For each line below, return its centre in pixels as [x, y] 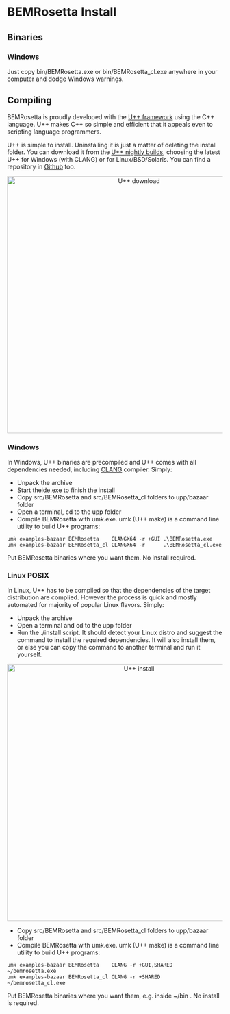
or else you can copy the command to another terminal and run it [108, 647]
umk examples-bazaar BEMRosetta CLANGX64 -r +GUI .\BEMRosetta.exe [110, 539]
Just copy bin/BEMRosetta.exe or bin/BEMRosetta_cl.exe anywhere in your [112, 71]
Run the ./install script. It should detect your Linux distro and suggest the [119, 633]
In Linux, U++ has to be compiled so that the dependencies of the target [109, 591]
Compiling [30, 100]
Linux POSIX [28, 575]
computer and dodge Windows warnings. [65, 79]
